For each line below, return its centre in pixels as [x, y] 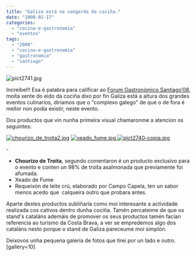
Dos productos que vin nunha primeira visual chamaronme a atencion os [95, 120]
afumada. [26, 173]
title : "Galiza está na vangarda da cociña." [63, 12]
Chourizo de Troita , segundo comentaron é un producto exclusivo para [102, 161]
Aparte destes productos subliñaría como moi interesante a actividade [92, 204]
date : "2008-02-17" [30, 17]
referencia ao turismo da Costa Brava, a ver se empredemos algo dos [91, 222]
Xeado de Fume [34, 180]
